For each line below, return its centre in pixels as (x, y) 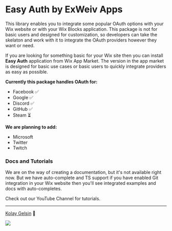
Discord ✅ (24, 103)
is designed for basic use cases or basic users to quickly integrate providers (86, 66)
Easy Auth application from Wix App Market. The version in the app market (85, 61)
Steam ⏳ (22, 115)
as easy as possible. (27, 72)
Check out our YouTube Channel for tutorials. (53, 199)
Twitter (20, 142)
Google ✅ (23, 97)
